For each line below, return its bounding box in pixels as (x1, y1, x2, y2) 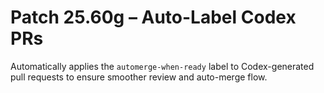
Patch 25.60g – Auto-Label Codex (10, 6, 297, 29)
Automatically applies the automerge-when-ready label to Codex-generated (10, 60, 315, 72)
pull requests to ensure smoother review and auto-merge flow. (10, 71, 268, 83)
